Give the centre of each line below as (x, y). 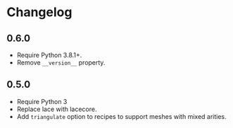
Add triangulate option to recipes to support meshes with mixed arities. (121, 116)
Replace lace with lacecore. (57, 109)
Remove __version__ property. (61, 63)
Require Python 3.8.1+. (49, 55)
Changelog (39, 12)
